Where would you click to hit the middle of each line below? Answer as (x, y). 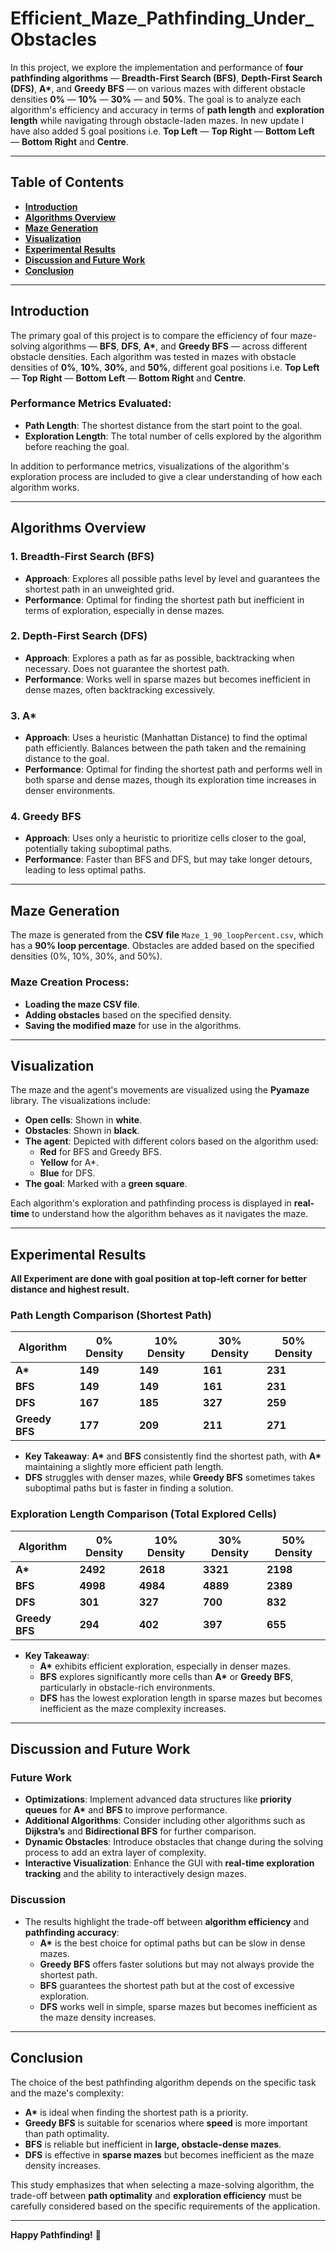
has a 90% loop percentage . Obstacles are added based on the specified (162, 946)
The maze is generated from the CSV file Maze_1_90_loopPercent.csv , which (167, 935)
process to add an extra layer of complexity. (115, 1853)
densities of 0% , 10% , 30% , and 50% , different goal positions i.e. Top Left (165, 367)
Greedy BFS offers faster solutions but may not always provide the (177, 1964)
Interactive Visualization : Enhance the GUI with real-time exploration (169, 1863)
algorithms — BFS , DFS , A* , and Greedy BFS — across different (175, 346)
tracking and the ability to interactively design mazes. (135, 1874)
